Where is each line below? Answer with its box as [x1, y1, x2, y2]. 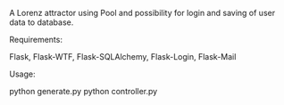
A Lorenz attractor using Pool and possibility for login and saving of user [9, 8, 275, 18]
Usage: [9, 69, 36, 79]
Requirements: [9, 35, 63, 44]
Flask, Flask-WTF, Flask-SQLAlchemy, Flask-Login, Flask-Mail [9, 52, 237, 61]
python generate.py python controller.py [9, 86, 158, 96]
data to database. [9, 17, 74, 28]
